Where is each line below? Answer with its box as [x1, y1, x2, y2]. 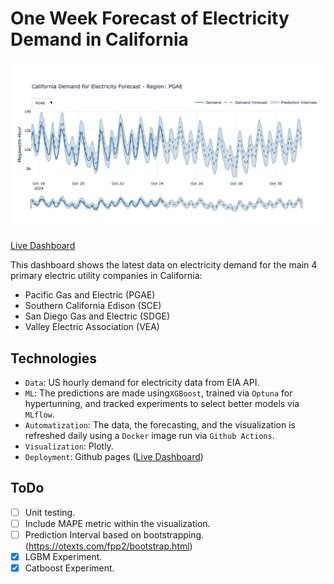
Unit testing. [24, 506, 76, 518]
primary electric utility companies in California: [10, 270, 203, 282]
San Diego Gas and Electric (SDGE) [24, 310, 171, 322]
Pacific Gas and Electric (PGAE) [24, 289, 156, 301]
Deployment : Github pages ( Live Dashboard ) [24, 450, 204, 462]
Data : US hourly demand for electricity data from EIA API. [24, 376, 260, 388]
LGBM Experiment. [24, 550, 103, 562]
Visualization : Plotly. [24, 440, 114, 452]
